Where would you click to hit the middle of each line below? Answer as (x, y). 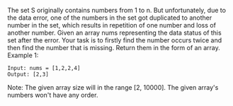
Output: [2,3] (28, 74)
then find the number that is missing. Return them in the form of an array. (114, 48)
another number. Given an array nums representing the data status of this (114, 33)
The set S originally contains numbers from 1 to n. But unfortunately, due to (117, 10)
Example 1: (23, 55)
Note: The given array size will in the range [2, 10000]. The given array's (113, 87)
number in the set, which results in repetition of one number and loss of (112, 25)
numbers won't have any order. (53, 95)
